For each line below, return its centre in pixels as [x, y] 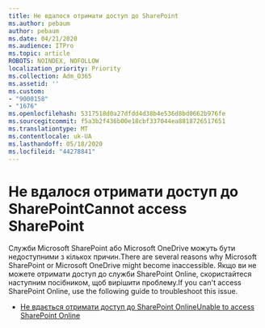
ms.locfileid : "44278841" [52, 151]
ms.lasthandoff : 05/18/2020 [56, 144]
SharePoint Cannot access [98, 209]
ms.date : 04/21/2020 [43, 38]
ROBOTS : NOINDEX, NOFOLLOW [54, 62]
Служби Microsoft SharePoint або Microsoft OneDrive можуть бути [122, 249]
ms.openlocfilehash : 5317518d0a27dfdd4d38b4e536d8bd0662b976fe [117, 114]
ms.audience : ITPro [41, 46]
